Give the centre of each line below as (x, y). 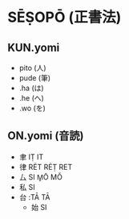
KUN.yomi (34, 47)
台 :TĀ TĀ (34, 197)
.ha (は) (32, 88)
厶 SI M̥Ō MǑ (41, 177)
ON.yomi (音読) (46, 136)
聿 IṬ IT (31, 157)
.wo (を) (32, 108)
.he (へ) (32, 98)
